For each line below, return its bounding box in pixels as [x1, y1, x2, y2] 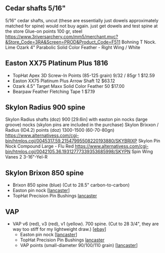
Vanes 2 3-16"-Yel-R [5, 154, 48, 160]
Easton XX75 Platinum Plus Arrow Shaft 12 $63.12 [12, 78, 115, 84]
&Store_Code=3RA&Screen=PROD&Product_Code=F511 [5, 39, 121, 45]
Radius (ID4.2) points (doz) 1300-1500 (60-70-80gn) [5, 127, 115, 133]
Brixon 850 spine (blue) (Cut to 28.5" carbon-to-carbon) [12, 182, 130, 188]
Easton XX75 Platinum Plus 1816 [5, 59, 108, 68]
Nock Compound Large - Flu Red [5, 143, 74, 149]
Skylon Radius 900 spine [5, 103, 86, 112]
